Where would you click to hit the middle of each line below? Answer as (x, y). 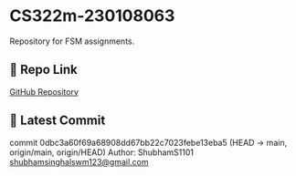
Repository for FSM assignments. (72, 41)
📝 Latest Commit (58, 121)
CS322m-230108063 (92, 16)
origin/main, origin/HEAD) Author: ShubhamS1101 (102, 152)
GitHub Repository (44, 91)
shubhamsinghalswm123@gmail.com (79, 161)
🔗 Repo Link (43, 70)
